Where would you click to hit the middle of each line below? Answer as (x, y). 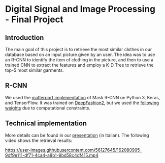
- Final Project (34, 19)
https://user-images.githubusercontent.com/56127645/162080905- (74, 150)
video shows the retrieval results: (39, 140)
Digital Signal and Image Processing (80, 9)
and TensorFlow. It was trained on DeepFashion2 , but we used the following (82, 103)
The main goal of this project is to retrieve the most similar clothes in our (79, 49)
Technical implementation (46, 123)
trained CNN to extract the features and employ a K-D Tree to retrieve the (79, 65)
